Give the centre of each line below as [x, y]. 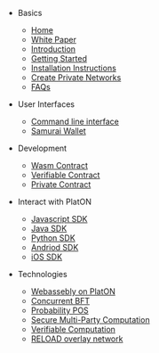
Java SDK [49, 228]
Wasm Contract [60, 165]
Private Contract [61, 185]
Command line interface [75, 121]
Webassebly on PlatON [73, 291]
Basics [30, 13]
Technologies [43, 274]
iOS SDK [47, 257]
